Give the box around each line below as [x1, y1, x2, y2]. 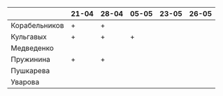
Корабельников [10, 21, 64, 30]
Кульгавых [10, 32, 48, 41]
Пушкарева [10, 66, 50, 75]
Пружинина [10, 55, 51, 64]
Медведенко [10, 43, 55, 53]
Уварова [10, 77, 40, 86]
